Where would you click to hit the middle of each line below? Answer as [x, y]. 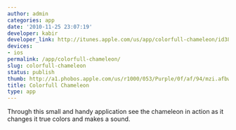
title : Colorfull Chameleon [48, 85]
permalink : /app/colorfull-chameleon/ [64, 59]
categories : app [31, 20]
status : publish [31, 72]
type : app [22, 92]
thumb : [17, 79]
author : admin [28, 14]
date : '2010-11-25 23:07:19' [50, 27]
